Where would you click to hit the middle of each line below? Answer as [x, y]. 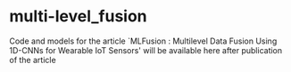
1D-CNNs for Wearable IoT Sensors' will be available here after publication [146, 50]
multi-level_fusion [78, 16]
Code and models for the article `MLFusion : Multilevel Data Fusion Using [143, 41]
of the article [33, 60]
